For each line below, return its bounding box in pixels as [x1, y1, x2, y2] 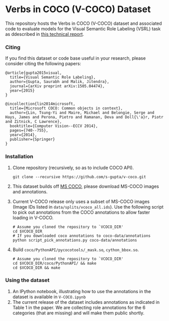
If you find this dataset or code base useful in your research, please [5, 55, 146, 61]
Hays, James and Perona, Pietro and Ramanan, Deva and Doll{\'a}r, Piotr [5, 115, 164, 120]
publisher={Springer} [10, 137, 55, 142]
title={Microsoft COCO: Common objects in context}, [10, 106, 123, 111]
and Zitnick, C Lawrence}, [5, 119, 62, 125]
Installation [5, 153, 34, 160]
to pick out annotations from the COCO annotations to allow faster [12, 209, 150, 215]
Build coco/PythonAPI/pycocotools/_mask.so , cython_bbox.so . [12, 247, 139, 253]
